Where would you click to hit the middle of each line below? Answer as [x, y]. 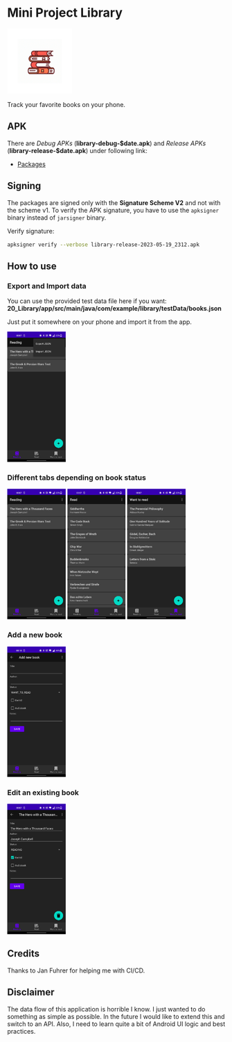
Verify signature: [31, 231]
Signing [24, 186]
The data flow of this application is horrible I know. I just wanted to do [106, 1009]
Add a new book [35, 635]
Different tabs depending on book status [77, 478]
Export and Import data [47, 286]
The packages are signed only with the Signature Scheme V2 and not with [114, 202]
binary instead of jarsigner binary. [57, 218]
